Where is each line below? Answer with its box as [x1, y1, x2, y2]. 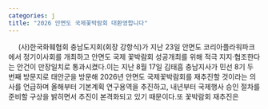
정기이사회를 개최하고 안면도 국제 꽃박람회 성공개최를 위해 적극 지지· [22, 52, 234, 61]
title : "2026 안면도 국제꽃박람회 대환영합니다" [8, 19, 148, 27]
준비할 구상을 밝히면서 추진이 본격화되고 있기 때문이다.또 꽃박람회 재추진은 [8, 91, 239, 101]
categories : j [8, 11, 56, 20]
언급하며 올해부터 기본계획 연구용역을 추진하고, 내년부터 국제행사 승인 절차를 [22, 81, 261, 91]
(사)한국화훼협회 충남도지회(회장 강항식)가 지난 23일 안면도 [18, 41, 202, 52]
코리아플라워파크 [203, 41, 256, 52]
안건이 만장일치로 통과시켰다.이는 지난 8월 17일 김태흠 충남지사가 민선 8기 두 [16, 61, 254, 72]
